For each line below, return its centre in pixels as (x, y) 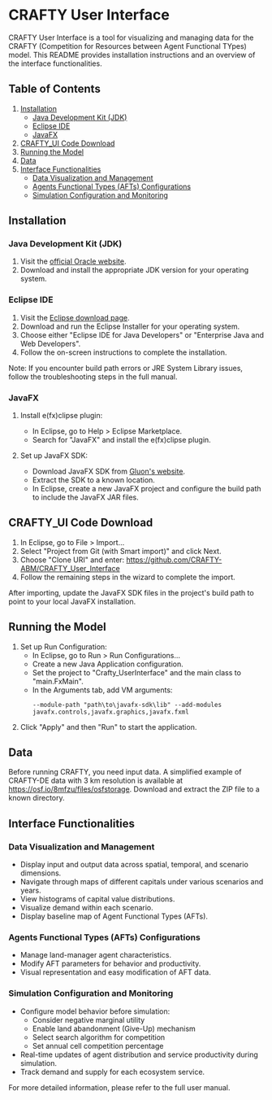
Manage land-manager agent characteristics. (96, 955)
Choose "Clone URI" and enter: (72, 560)
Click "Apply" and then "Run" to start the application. (108, 727)
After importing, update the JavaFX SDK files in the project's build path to (131, 592)
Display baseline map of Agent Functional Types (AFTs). (114, 916)
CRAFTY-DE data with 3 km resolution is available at (96, 781)
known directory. (37, 798)
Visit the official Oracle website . (73, 261)
